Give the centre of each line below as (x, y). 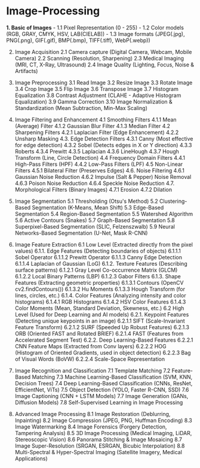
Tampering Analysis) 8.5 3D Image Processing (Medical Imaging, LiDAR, (103, 433)
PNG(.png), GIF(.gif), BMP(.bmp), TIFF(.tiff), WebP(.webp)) (78, 40)
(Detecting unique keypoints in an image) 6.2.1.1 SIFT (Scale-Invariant (100, 321)
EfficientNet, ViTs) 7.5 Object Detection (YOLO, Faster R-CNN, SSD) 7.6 (102, 390)
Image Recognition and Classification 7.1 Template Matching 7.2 (93, 370)
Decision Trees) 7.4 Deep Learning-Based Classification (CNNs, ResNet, (104, 383)
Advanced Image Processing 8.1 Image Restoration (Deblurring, (93, 414)
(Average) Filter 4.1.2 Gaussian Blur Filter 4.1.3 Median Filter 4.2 (93, 126)
